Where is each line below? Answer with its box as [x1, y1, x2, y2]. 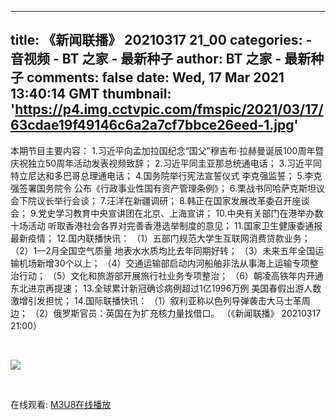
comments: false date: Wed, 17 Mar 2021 [26, 69, 285, 86]
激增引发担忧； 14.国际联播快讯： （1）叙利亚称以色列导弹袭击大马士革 [10, 294, 302, 306]
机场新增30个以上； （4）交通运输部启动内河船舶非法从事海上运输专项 [18, 257, 310, 269]
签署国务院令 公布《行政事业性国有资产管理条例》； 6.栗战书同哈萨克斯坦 [18, 182, 317, 194]
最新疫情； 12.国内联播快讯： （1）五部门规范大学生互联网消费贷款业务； [10, 232, 311, 244]
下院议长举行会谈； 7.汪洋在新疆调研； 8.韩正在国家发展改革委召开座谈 [18, 194, 310, 206]
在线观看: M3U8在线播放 [10, 398, 112, 410]
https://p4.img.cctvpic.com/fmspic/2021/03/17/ [14, 101, 324, 118]
